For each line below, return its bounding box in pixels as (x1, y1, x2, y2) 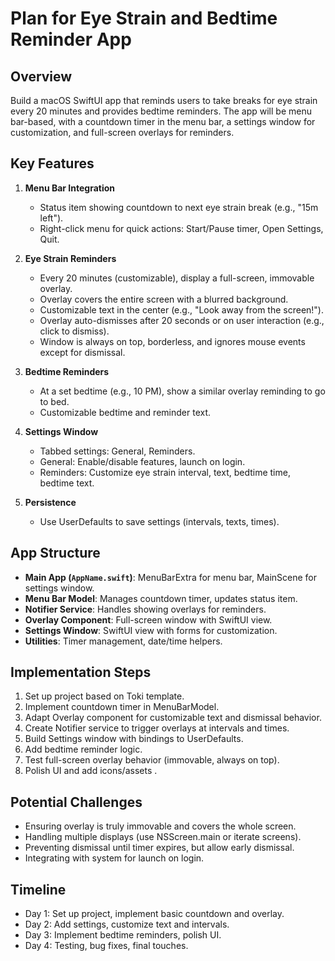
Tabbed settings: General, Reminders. (39, 445, 196, 457)
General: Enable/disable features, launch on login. (39, 455, 246, 467)
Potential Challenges (10, 793, 143, 811)
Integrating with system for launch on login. (24, 852, 205, 864)
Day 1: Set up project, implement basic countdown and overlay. (24, 908, 285, 920)
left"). (39, 212, 64, 224)
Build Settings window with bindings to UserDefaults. (24, 733, 244, 745)
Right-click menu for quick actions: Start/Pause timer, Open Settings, (39, 222, 324, 234)
